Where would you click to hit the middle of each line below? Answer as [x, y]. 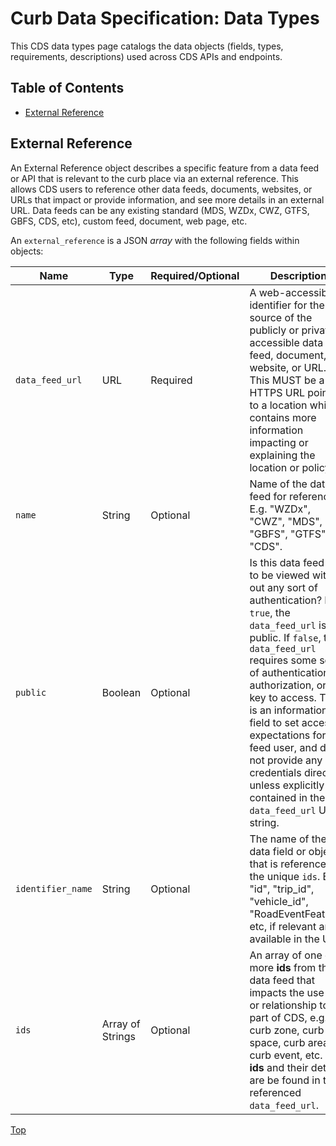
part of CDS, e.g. [288, 1017]
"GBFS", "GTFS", [289, 534]
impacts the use [287, 992]
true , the [270, 612]
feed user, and [283, 747]
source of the [281, 317]
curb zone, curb [287, 1030]
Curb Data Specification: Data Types [165, 18]
